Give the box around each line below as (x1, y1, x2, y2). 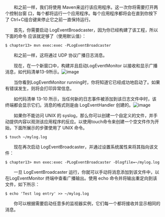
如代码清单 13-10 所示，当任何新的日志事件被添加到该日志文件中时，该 (14, 96, 157, 102)
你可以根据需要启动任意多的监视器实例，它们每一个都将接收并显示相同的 (14, 201, 161, 206)
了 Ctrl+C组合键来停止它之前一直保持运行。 (5, 17, 94, 22)
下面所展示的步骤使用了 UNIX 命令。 (13, 125, 88, 130)
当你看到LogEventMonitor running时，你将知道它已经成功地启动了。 (14, 79, 152, 85)
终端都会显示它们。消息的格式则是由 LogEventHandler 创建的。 (5, 102, 133, 108)
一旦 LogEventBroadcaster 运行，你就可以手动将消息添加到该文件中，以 (14, 169, 160, 175)
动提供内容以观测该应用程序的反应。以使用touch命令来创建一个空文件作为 (5, 119, 155, 124)
